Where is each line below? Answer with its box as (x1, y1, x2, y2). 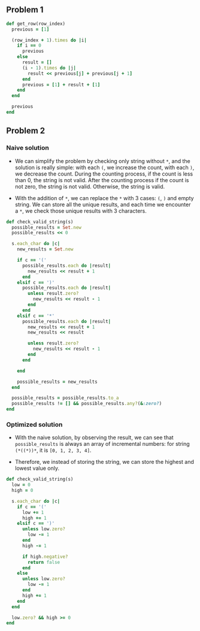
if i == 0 (17, 43, 42, 49)
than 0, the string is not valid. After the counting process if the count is (14, 176, 190, 183)
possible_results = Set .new (11, 224, 82, 230)
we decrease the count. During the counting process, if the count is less (14, 170, 193, 177)
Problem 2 (6, 126, 46, 136)
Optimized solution (6, 420, 63, 428)
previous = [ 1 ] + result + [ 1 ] (22, 81, 101, 87)
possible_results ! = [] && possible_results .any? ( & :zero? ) (11, 401, 162, 407)
